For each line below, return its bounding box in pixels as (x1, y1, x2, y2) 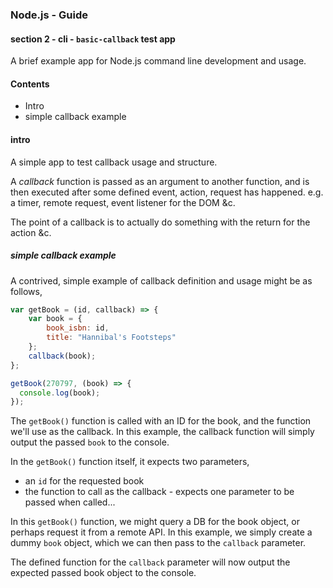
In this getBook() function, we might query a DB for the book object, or (10, 516, 300, 528)
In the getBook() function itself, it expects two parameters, (10, 456, 250, 468)
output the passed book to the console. (10, 436, 170, 448)
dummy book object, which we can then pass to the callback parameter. (10, 537, 307, 549)
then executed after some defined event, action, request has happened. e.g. (10, 186, 324, 198)
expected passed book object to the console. (10, 567, 197, 579)
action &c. (10, 226, 52, 238)
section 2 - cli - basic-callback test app (10, 33, 176, 45)
